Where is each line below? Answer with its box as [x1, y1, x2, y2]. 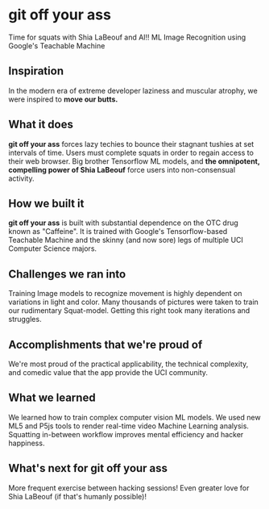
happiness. [8, 438, 45, 448]
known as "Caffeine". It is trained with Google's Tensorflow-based [8, 227, 228, 236]
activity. [8, 173, 35, 183]
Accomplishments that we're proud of [8, 337, 203, 352]
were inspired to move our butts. [8, 94, 118, 104]
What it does [8, 118, 74, 131]
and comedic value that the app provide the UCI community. [8, 368, 208, 377]
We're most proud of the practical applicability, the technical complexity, [8, 359, 249, 369]
